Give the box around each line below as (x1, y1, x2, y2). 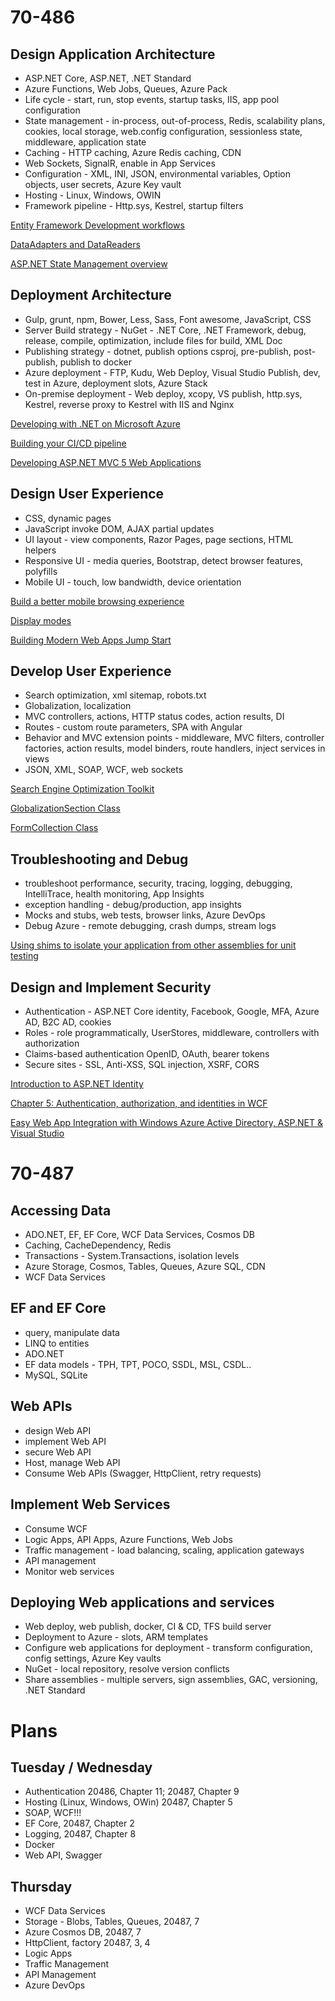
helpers (24, 544, 57, 556)
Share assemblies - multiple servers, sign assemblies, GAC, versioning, (24, 1674, 318, 1686)
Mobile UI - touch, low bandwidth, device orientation (24, 576, 242, 588)
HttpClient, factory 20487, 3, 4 (24, 1937, 151, 1949)
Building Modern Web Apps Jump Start (10, 634, 172, 646)
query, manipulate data (24, 1326, 120, 1338)
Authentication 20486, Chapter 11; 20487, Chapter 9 (24, 1786, 240, 1798)
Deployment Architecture (10, 287, 172, 304)
